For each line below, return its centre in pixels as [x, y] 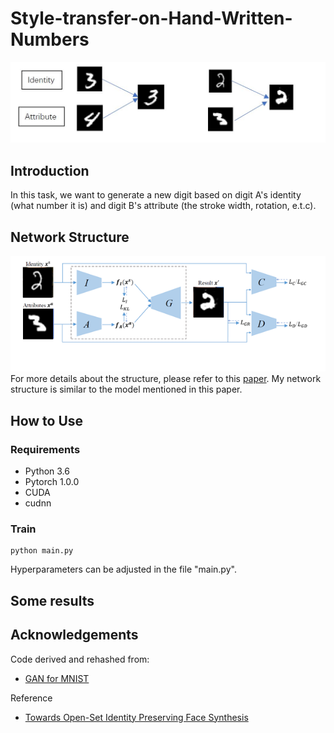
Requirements [45, 449]
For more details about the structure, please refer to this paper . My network [166, 379]
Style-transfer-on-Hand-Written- [151, 18]
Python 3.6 [47, 471]
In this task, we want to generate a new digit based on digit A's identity [156, 195]
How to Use [47, 420]
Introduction [50, 170]
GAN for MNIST [57, 678]
